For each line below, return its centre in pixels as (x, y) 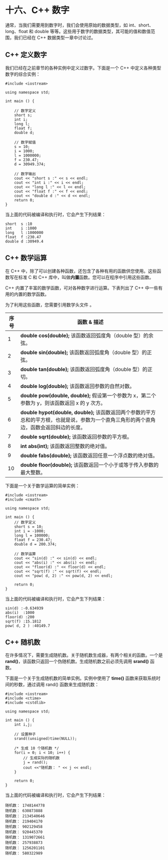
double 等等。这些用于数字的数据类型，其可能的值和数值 (93, 31)
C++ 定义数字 (26, 55)
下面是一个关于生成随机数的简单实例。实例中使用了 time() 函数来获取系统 (81, 678)
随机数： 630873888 (24, 811)
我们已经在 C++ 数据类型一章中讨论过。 (55, 37)
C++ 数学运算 (26, 258)
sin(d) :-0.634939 (24, 608)
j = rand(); (36, 762)
